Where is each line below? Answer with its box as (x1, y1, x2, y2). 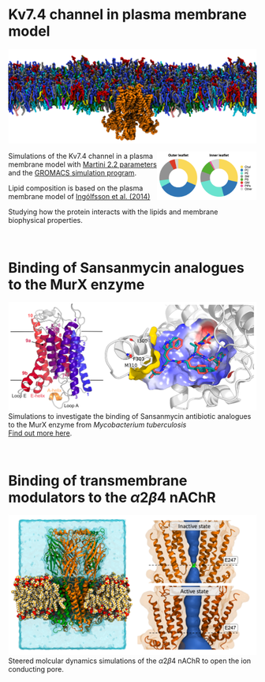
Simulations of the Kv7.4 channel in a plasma (8, 152, 154, 161)
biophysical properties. (8, 216, 83, 225)
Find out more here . (8, 428, 73, 438)
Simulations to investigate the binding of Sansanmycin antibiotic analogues (8, 412, 252, 421)
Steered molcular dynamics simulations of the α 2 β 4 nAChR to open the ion (8, 656, 252, 665)
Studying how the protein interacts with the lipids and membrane (8, 207, 218, 217)
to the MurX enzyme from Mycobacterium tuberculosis (8, 420, 187, 430)
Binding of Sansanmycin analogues (8, 258, 244, 277)
